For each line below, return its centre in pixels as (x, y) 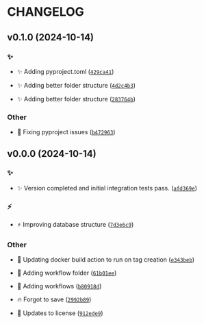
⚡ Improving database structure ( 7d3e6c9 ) (75, 225)
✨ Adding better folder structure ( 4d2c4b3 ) (76, 85)
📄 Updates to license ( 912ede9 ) (60, 313)
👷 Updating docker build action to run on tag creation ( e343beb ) (106, 260)
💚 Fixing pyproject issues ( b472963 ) (66, 132)
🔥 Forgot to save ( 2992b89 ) (54, 299)
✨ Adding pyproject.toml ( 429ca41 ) (65, 71)
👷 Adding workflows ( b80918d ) (59, 286)
